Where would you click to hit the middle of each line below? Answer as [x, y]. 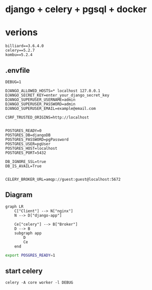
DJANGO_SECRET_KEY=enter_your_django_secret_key [57, 95]
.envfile [18, 70]
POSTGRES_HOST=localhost [31, 148]
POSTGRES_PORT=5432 [26, 153]
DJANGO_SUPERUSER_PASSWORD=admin [40, 104]
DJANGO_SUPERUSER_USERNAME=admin [40, 100]
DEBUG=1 [13, 82]
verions [21, 33]
